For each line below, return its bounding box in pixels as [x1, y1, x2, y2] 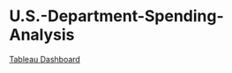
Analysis [9, 25, 75, 45]
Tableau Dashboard [9, 54, 81, 64]
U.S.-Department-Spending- [9, 6, 225, 26]
